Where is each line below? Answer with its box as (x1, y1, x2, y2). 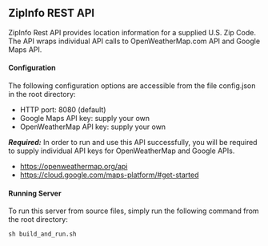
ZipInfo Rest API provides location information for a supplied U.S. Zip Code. (8, 27, 256, 37)
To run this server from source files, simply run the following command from (8, 206, 259, 216)
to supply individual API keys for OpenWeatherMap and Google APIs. (8, 146, 235, 155)
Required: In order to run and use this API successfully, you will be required (8, 138, 258, 147)
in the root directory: (8, 90, 76, 99)
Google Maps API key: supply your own (19, 114, 150, 123)
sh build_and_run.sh (8, 230, 78, 239)
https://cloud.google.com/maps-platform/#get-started (19, 170, 199, 179)
